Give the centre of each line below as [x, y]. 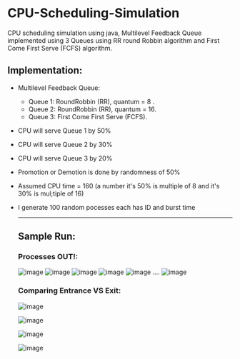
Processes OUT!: [48, 257]
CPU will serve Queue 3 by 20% [65, 158]
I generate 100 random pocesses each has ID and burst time [106, 207]
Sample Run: [47, 237]
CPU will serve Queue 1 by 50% [64, 131]
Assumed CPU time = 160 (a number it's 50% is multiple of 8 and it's [119, 186]
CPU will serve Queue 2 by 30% [65, 144]
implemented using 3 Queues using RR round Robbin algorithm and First [114, 40]
